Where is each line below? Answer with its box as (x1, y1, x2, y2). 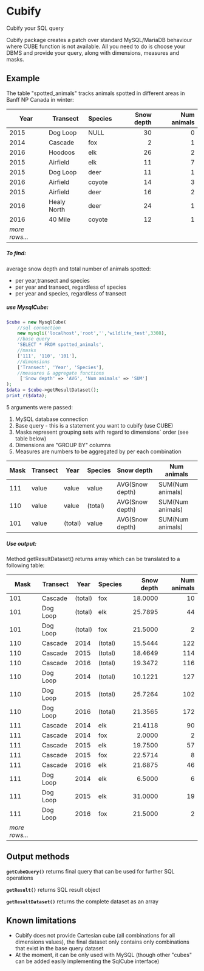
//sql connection (17, 325, 61, 331)
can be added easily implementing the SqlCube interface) (15, 958, 160, 965)
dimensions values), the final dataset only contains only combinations (15, 938, 189, 945)
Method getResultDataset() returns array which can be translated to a (6, 555, 180, 562)
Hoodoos (48, 148, 75, 157)
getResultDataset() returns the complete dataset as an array (6, 897, 159, 905)
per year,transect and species (15, 277, 90, 284)
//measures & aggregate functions (17, 370, 104, 376)
